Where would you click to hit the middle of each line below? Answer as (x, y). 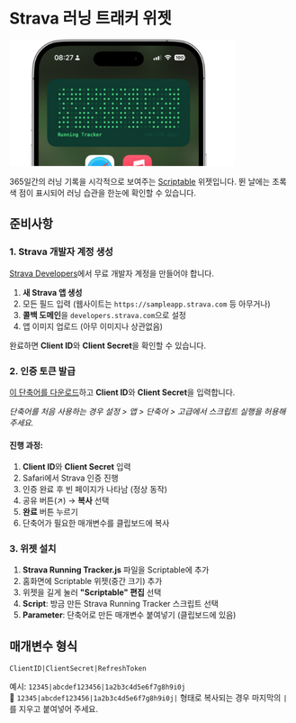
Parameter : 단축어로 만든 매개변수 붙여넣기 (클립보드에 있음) (129, 615)
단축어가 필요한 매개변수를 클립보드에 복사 (96, 523)
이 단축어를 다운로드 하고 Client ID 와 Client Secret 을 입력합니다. (122, 392)
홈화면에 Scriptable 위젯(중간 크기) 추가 (92, 581)
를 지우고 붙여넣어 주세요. (54, 709)
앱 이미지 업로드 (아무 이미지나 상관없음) (93, 326)
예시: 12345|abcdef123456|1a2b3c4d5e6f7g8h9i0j (98, 687)
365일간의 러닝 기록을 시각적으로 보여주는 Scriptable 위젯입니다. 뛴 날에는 (140, 181)
